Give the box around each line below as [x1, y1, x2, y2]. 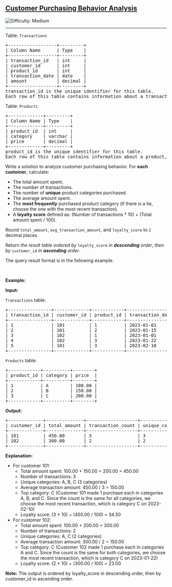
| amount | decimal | [5, 78, 87, 84]
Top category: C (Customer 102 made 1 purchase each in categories [20, 544, 164, 550]
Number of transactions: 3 [20, 473, 76, 480]
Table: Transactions [5, 32, 47, 38]
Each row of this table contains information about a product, [5, 153, 167, 160]
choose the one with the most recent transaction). [12, 206, 119, 212]
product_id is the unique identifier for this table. [5, 148, 143, 154]
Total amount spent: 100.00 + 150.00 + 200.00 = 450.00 [20, 468, 139, 474]
